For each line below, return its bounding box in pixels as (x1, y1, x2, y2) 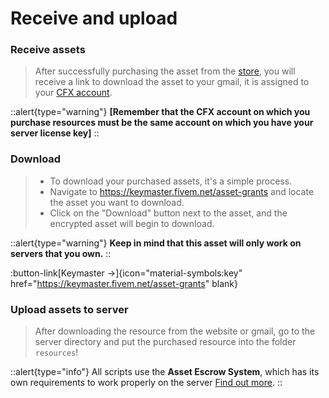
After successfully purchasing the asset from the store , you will (34, 65, 296, 77)
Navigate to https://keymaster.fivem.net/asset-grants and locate (49, 185, 315, 197)
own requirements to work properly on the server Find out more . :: (10, 377, 283, 389)
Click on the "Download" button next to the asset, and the (49, 207, 288, 219)
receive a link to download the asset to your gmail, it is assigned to (34, 76, 310, 88)
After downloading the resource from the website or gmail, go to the (34, 325, 316, 337)
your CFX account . (34, 87, 113, 99)
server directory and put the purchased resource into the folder (34, 336, 297, 348)
